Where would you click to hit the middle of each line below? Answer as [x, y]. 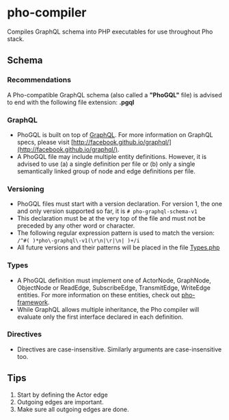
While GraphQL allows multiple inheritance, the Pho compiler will [108, 309]
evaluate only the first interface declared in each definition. [100, 317]
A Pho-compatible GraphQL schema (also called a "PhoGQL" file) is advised [114, 95]
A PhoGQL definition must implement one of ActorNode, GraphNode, [114, 280]
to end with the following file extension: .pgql [71, 102]
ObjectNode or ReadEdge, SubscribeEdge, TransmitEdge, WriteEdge [113, 287]
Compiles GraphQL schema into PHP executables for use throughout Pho [110, 32]
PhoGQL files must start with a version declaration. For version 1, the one [119, 204]
